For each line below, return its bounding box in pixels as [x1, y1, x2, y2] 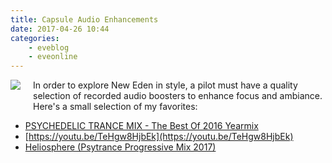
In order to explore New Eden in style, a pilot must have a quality [33, 79, 298, 91]
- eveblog [28, 42, 70, 53]
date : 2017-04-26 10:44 [10, 24, 110, 34]
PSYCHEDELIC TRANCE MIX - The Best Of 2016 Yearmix [24, 120, 259, 132]
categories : [10, 33, 60, 43]
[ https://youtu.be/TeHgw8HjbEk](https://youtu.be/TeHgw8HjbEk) [24, 131, 294, 143]
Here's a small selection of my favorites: [33, 101, 198, 113]
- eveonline [28, 52, 78, 62]
